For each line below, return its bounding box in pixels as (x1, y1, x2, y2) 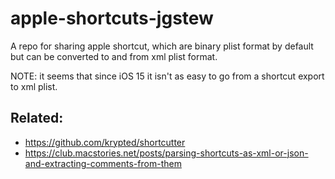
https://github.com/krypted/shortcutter (24, 136, 186, 148)
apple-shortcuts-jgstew (10, 7, 214, 30)
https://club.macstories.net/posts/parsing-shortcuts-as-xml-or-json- (24, 147, 309, 159)
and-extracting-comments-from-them (24, 157, 182, 169)
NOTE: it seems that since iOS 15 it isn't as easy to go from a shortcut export (10, 70, 325, 82)
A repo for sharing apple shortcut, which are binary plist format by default (10, 40, 314, 52)
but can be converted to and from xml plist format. (10, 50, 218, 62)
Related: (10, 110, 64, 127)
